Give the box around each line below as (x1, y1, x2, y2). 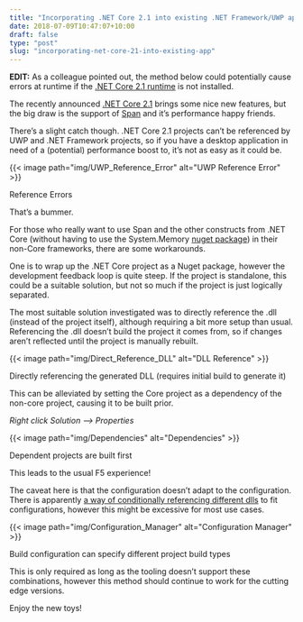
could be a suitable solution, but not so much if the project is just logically (9, 280, 283, 291)
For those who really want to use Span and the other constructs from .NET (9, 224, 286, 235)
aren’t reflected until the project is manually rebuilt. (9, 335, 198, 347)
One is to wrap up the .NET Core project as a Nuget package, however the (9, 261, 286, 271)
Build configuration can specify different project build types (9, 549, 231, 560)
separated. (9, 289, 50, 300)
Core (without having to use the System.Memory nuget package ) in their (9, 233, 279, 244)
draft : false (9, 30, 59, 39)
